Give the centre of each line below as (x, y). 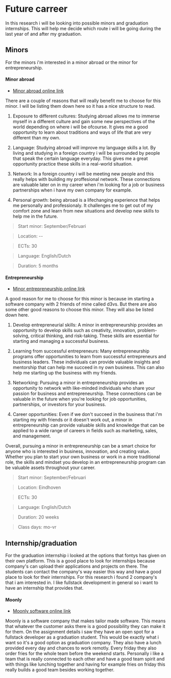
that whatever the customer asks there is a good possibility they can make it (85, 626)
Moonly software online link (42, 611)
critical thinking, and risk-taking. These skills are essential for (95, 336)
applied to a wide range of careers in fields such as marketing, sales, (85, 431)
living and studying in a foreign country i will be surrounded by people (86, 153)
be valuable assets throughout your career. (51, 467)
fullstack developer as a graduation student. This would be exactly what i (82, 637)
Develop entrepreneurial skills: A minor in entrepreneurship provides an (88, 325)
